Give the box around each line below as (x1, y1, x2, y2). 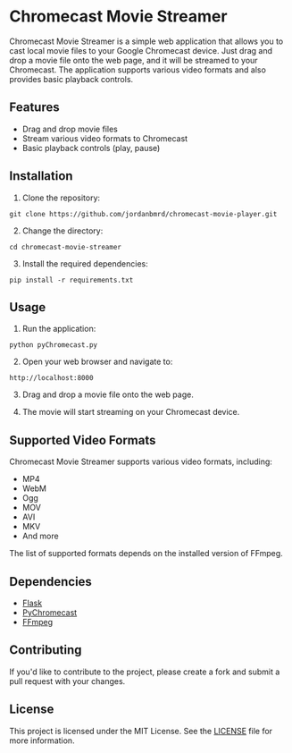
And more (21, 530, 60, 542)
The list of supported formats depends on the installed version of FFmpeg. (9, 548, 283, 559)
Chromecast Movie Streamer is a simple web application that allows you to (9, 36, 284, 47)
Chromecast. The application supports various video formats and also (9, 64, 266, 75)
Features (9, 100, 60, 115)
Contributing (9, 642, 82, 658)
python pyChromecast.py (9, 341, 98, 350)
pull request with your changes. (9, 675, 126, 686)
